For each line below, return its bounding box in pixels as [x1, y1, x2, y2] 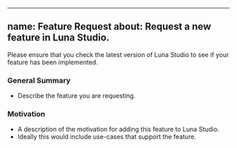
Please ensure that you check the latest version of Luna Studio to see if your [7, 50, 229, 58]
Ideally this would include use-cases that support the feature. [17, 132, 196, 141]
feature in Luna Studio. [7, 32, 110, 44]
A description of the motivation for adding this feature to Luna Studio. [17, 125, 220, 134]
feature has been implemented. [7, 58, 99, 66]
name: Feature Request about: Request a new [7, 20, 212, 32]
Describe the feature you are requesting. [17, 92, 136, 100]
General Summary [7, 75, 71, 85]
